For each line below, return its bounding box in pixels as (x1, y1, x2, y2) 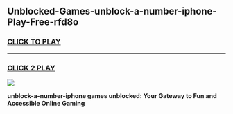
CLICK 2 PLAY (7, 63, 55, 73)
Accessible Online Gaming (7, 99, 85, 107)
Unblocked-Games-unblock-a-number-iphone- (7, 6, 217, 17)
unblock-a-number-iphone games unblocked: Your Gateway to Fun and (7, 91, 217, 99)
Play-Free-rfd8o (7, 17, 79, 28)
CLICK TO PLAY (7, 37, 61, 47)
